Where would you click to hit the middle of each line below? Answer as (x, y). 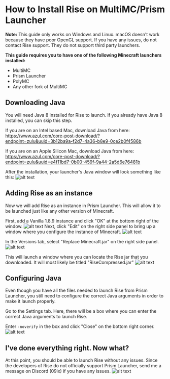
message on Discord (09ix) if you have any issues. (58, 371)
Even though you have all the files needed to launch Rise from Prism (77, 290)
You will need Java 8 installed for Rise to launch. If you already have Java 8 (84, 115)
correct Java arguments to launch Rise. (46, 317)
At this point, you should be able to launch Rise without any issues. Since (81, 360)
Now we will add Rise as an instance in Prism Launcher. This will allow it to (83, 206)
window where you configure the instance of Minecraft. (63, 232)
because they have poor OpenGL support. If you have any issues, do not (81, 40)
